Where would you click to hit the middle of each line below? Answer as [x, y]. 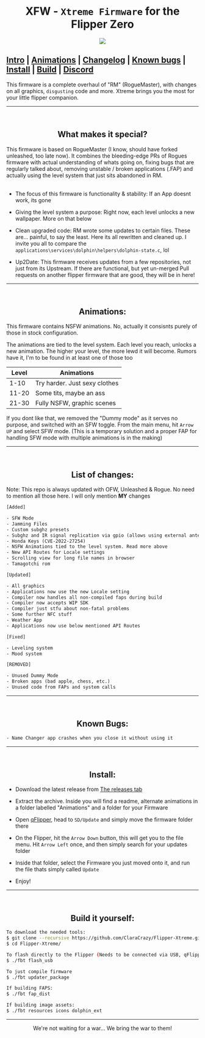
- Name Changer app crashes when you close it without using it [90, 738]
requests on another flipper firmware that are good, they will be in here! [105, 275]
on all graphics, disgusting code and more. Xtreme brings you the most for [100, 91]
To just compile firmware [39, 972]
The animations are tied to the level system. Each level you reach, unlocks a [101, 345]
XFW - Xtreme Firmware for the [103, 11]
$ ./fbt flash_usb [30, 960]
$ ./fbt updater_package [38, 977]
